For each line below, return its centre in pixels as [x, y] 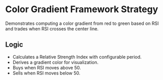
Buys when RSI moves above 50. [47, 67]
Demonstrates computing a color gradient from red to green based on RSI [82, 23]
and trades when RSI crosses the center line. [52, 28]
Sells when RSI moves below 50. [46, 73]
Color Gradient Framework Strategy [82, 9]
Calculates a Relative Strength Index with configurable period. [77, 57]
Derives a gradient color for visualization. [55, 62]
